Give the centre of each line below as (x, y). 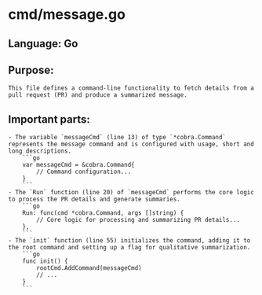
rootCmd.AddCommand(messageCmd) (89, 268)
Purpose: (31, 70)
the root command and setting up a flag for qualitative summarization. (129, 248)
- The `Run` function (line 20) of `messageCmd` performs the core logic (131, 193)
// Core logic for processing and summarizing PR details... (138, 220)
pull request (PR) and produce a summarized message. (98, 95)
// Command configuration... (84, 172)
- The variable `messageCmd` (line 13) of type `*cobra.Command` (117, 138)
